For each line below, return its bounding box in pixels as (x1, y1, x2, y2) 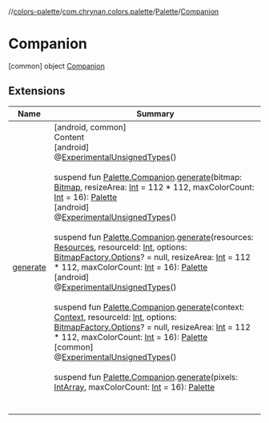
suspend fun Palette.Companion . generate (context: (54, 301, 245, 313)
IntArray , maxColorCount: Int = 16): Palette (54, 381, 215, 393)
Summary (136, 108, 175, 119)
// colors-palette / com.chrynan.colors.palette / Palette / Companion (8, 7, 219, 16)
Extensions (8, 84, 66, 98)
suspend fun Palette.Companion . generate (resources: (54, 231, 254, 242)
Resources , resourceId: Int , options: (54, 241, 187, 253)
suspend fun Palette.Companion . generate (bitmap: (54, 171, 243, 182)
